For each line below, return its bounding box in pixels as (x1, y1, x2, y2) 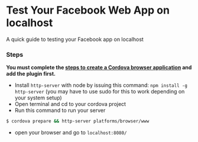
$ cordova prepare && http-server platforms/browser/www (6, 118, 150, 124)
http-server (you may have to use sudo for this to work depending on (14, 88, 185, 95)
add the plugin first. (6, 70, 56, 78)
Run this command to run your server (14, 107, 106, 114)
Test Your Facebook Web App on (6, 4, 170, 17)
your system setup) (14, 94, 62, 101)
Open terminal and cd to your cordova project (14, 101, 126, 108)
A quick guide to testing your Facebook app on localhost (6, 35, 144, 43)
